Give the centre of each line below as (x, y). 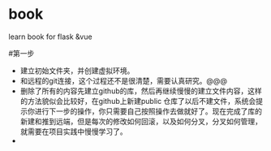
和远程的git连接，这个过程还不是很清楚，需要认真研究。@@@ (123, 80)
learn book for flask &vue (50, 37)
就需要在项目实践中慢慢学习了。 (73, 132)
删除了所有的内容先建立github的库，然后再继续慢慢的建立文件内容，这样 (141, 91)
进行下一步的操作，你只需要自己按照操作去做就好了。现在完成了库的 (148, 111)
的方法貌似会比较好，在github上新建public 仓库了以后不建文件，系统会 (138, 101)
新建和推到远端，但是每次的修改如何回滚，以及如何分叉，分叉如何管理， (141, 121)
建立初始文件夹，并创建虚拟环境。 (77, 71)
